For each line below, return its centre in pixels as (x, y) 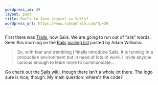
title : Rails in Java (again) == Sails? (47, 19)
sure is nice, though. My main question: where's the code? (64, 77)
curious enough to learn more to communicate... (66, 62)
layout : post (18, 14)
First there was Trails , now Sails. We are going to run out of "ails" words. (78, 37)
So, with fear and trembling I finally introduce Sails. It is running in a (85, 52)
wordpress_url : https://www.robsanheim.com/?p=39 (57, 23)
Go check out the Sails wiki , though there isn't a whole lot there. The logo (79, 72)
